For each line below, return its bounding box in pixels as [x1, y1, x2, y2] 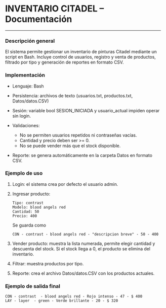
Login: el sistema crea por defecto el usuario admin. [12, 181, 119, 187]
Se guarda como [12, 222, 46, 228]
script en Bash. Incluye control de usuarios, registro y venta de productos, [5, 54, 156, 60]
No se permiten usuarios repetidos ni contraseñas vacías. [19, 132, 137, 138]
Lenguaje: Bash [12, 83, 44, 89]
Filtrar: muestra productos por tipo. [12, 260, 84, 266]
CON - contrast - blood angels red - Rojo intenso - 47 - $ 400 [5, 294, 142, 299]
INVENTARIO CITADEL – [5, 3, 104, 14]
